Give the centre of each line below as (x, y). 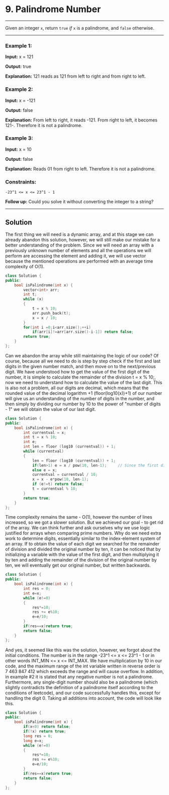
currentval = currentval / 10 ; (65, 475)
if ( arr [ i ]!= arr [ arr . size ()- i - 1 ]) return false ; (83, 332)
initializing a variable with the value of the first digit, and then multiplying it (82, 555)
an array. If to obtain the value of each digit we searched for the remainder (82, 544)
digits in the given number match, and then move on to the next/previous (80, 366)
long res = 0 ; (38, 736)
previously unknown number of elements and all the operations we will (78, 250)
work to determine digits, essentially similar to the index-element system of (83, 538)
